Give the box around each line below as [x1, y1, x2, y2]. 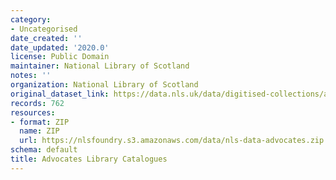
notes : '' [10, 71, 52, 81]
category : [10, 14, 52, 25]
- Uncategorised [10, 24, 78, 34]
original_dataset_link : [10, 89, 110, 99]
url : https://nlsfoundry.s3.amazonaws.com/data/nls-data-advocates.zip [19, 136, 325, 146]
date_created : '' [10, 33, 83, 43]
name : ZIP [19, 126, 60, 136]
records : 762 [10, 98, 65, 108]
